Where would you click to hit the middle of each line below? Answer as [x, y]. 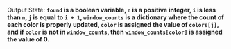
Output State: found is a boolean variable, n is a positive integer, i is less [112, 10]
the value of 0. [28, 39]
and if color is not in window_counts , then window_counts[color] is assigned [115, 32]
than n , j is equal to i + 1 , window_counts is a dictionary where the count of [115, 17]
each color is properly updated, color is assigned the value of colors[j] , [113, 24]
